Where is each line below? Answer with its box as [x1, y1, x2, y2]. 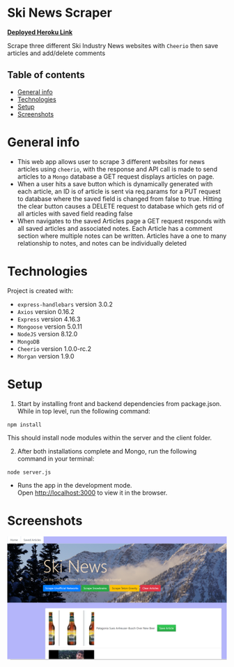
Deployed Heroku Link [7, 28, 73, 36]
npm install [7, 421, 42, 428]
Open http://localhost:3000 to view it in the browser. [17, 488, 168, 497]
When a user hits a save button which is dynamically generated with [17, 179, 213, 188]
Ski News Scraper [7, 5, 113, 21]
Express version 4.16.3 [17, 315, 81, 323]
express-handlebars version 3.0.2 [17, 300, 114, 308]
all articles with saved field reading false [17, 209, 133, 218]
